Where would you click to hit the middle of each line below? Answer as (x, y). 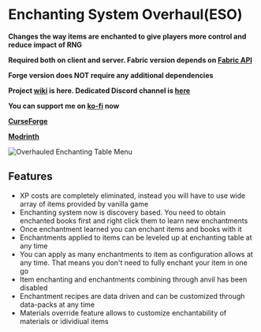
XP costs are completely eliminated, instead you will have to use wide (132, 196)
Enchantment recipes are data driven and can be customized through (132, 296)
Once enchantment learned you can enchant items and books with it (130, 229)
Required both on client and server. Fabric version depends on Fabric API (130, 60)
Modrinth (24, 136)
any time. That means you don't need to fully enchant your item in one (134, 263)
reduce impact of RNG (45, 44)
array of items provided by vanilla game (84, 203)
